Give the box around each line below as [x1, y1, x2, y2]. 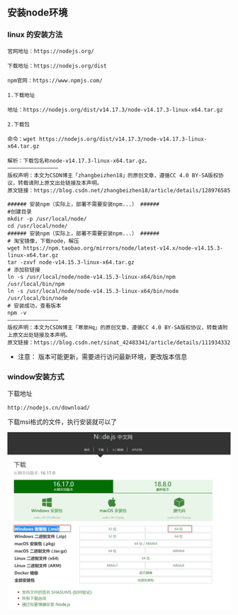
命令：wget [7, 135, 37, 143]
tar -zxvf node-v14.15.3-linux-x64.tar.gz [7, 258, 135, 266]
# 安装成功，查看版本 [7, 302, 62, 309]
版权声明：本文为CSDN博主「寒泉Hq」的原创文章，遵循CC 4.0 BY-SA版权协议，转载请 [7, 323, 223, 331]
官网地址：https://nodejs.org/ [7, 48, 94, 55]
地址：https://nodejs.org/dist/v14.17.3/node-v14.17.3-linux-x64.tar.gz [7, 106, 223, 113]
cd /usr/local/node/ [7, 222, 69, 229]
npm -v [7, 309, 27, 316]
